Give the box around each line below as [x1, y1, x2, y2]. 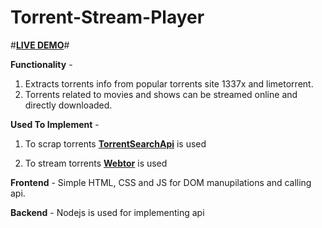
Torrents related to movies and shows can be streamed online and [24, 88, 298, 100]
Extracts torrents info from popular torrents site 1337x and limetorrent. [24, 77, 314, 90]
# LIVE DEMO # [10, 39, 70, 51]
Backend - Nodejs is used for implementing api [10, 206, 205, 218]
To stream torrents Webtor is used [24, 157, 168, 169]
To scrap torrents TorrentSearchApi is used [24, 137, 207, 150]
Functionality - [10, 58, 73, 70]
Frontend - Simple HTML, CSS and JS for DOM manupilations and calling [10, 176, 312, 188]
